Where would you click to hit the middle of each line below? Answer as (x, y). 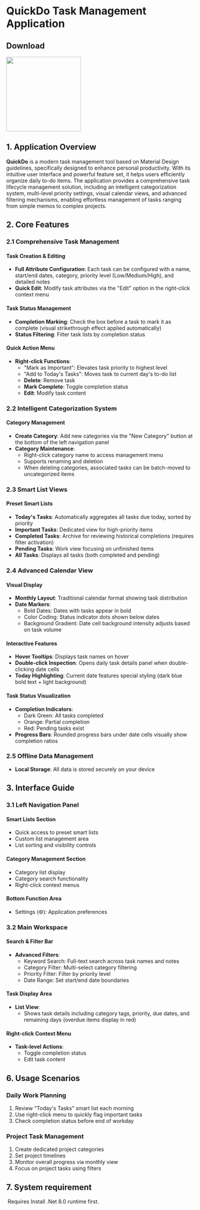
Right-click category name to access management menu (93, 454)
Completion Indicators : (44, 709)
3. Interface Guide (40, 788)
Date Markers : (33, 604)
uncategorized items (49, 474)
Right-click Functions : (43, 361)
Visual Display (24, 585)
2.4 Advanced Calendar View (50, 570)
